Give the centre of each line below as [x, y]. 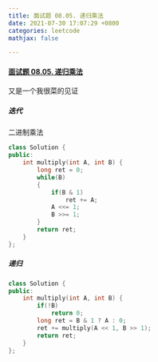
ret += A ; [81, 200]
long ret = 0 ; [60, 170]
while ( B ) [51, 177]
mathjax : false [34, 38]
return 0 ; [67, 313]
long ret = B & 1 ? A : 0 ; [82, 321]
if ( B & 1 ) [67, 192]
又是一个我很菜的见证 [43, 91]
